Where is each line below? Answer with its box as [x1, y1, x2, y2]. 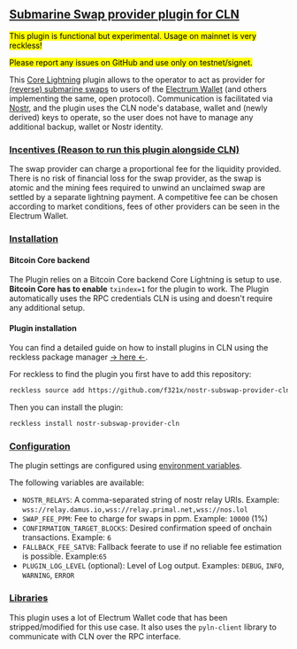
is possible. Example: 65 [21, 551, 108, 561]
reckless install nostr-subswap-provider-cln [9, 420, 179, 429]
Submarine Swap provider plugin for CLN [9, 7, 240, 22]
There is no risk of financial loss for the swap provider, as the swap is [9, 173, 263, 184]
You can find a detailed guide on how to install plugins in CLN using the [9, 343, 269, 353]
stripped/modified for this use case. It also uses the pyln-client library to [9, 622, 277, 632]
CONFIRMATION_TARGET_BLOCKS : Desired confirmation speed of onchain [21, 522, 272, 534]
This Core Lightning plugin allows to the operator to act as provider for [9, 74, 265, 85]
